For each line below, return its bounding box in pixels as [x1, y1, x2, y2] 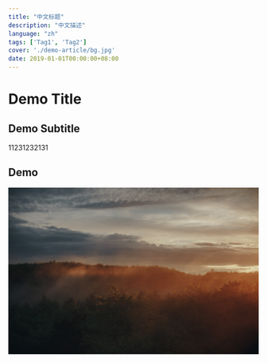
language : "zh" [8, 29, 59, 37]
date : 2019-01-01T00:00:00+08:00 [8, 55, 119, 63]
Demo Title [8, 90, 82, 108]
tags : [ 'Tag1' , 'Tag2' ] [8, 38, 87, 46]
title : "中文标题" [8, 13, 65, 21]
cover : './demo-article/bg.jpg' [8, 46, 115, 55]
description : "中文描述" [8, 21, 86, 29]
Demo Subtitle [8, 122, 81, 135]
